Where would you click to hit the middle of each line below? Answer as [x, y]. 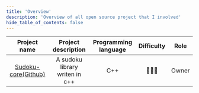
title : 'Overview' [29, 11]
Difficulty [152, 46]
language [113, 49]
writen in [69, 74]
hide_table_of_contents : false [45, 22]
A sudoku [69, 59]
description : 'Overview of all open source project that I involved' [94, 17]
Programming [113, 42]
